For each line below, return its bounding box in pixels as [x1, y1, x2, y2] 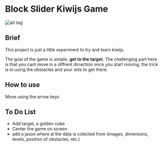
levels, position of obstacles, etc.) [12, 136, 80, 142]
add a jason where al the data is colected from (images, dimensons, [12, 131, 149, 137]
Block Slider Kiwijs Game [5, 3, 108, 15]
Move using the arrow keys [5, 94, 60, 100]
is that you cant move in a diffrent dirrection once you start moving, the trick [5, 61, 158, 67]
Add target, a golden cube [12, 121, 65, 126]
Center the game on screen [12, 126, 67, 132]
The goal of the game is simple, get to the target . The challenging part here [5, 56, 157, 62]
